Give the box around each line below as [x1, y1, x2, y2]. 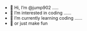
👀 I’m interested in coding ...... [9, 10, 71, 16]
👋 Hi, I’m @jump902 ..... [9, 5, 59, 10]
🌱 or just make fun [9, 20, 48, 26]
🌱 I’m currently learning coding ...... [9, 15, 82, 21]
